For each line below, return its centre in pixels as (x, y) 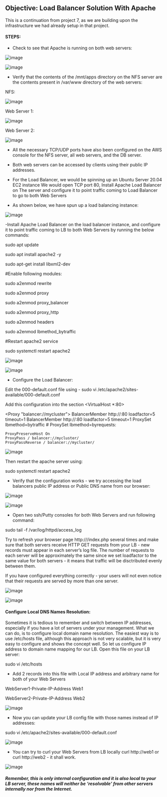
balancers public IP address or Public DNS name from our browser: (81, 486)
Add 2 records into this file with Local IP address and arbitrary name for (86, 674)
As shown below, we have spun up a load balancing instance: (75, 205)
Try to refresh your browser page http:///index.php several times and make (82, 539)
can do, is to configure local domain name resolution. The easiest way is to (82, 633)
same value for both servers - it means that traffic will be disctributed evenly (84, 561)
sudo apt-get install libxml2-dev (38, 264)
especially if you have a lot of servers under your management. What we (80, 628)
